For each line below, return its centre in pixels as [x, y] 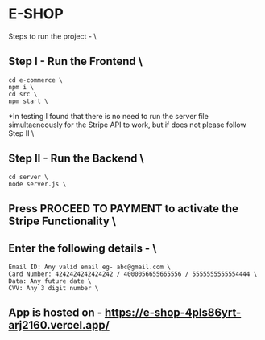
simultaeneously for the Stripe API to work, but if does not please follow [128, 125]
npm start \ [28, 101]
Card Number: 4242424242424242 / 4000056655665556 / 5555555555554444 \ [133, 274]
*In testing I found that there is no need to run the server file [109, 116]
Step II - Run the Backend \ [76, 159]
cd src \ [23, 94]
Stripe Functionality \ [62, 221]
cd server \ [28, 177]
